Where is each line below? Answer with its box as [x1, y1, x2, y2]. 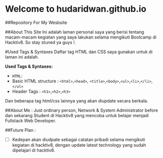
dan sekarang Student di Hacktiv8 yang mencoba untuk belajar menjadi [5, 112, 149, 118]
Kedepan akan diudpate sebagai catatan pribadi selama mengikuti [12, 137, 145, 142]
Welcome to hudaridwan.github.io [5, 3, 146, 15]
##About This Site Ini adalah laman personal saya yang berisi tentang [5, 29, 144, 35]
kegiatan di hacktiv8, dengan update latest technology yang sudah [12, 142, 146, 148]
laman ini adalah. [5, 54, 39, 59]
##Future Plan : [5, 127, 36, 133]
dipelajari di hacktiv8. [12, 147, 55, 153]
